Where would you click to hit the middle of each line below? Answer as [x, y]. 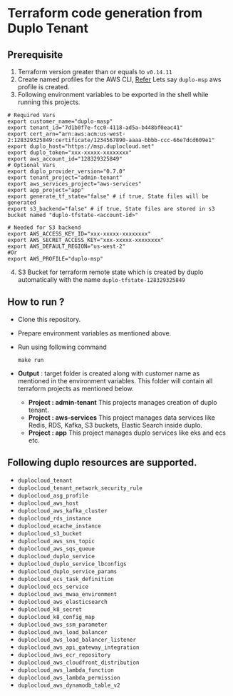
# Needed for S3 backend [44, 228]
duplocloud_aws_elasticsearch [63, 602]
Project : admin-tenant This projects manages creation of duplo [123, 402]
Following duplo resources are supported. [102, 463]
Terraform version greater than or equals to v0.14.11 [95, 72]
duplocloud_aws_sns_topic [56, 541]
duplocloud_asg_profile [53, 495]
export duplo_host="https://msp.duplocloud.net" [81, 146]
